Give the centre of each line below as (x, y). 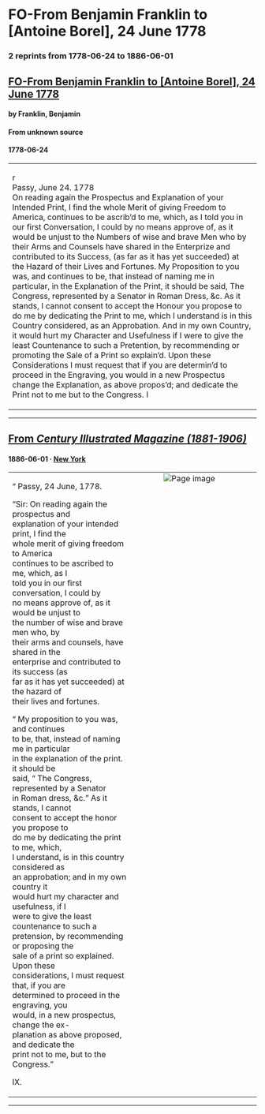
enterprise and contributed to (66, 662)
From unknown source (46, 132)
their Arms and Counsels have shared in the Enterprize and (121, 246)
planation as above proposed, (67, 1035)
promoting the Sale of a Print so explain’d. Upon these (112, 355)
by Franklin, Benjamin (45, 114)
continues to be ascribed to (63, 563)
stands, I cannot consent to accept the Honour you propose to (127, 305)
